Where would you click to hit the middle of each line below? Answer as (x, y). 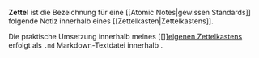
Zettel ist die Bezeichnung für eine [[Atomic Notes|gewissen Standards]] (129, 12)
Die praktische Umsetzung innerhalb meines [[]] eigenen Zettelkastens (125, 37)
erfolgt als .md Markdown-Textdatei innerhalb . (86, 45)
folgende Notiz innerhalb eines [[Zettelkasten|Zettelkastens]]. (111, 21)
